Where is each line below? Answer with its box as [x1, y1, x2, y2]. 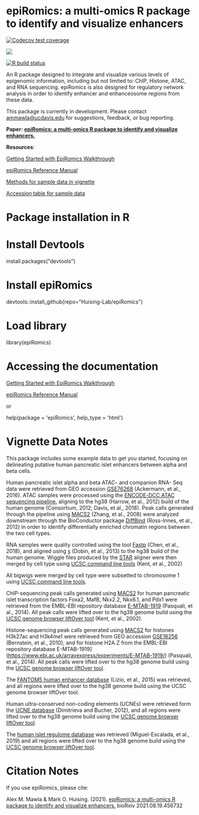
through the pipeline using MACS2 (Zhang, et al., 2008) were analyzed [6, 510, 179, 517]
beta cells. [6, 467, 31, 475]
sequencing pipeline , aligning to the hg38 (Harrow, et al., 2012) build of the [6, 498, 189, 505]
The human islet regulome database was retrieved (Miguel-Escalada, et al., [6, 730, 190, 737]
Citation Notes [6, 764, 79, 777]
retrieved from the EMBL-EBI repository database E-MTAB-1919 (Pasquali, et [6, 602, 193, 609]
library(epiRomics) [6, 339, 52, 346]
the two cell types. [6, 529, 52, 537]
